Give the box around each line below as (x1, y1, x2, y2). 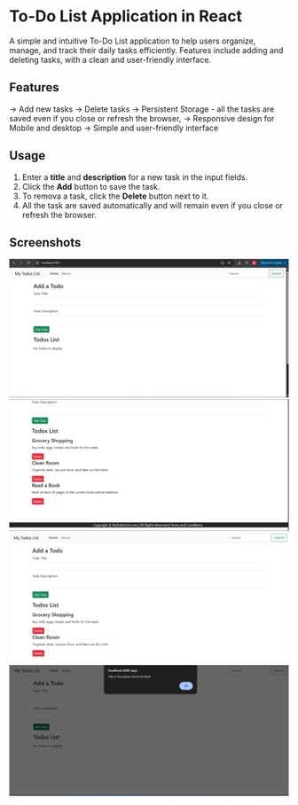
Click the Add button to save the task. (21, 181, 161, 191)
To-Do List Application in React (9, 6, 242, 27)
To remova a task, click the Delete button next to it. (21, 191, 209, 201)
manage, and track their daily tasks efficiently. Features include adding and (9, 44, 284, 55)
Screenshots (9, 235, 82, 250)
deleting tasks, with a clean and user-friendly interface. (9, 54, 211, 65)
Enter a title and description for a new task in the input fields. (21, 171, 248, 183)
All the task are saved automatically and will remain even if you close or (21, 199, 284, 210)
